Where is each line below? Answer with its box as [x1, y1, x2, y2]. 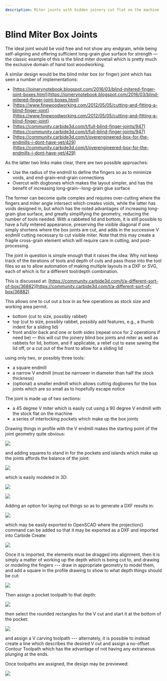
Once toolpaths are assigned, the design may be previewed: [5, 660, 129, 666]
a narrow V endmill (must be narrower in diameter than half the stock [12, 369, 154, 375]
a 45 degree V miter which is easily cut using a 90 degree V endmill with [12, 405, 162, 411]
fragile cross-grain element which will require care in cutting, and [5, 237, 140, 243]
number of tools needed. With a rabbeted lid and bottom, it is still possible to [5, 216, 162, 222]
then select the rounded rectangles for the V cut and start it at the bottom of [5, 610, 162, 616]
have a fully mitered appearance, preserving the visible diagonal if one [5, 221, 150, 227]
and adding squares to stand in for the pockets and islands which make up [5, 449, 158, 455]
